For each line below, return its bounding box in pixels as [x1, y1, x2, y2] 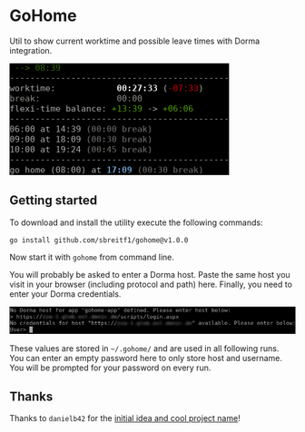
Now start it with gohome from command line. [9, 251, 175, 262]
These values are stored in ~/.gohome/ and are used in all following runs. [9, 343, 280, 354]
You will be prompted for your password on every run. [9, 362, 212, 373]
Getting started [9, 192, 98, 209]
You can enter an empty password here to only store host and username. [9, 353, 283, 364]
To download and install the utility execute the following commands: [9, 217, 263, 228]
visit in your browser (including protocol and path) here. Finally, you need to [9, 279, 293, 290]
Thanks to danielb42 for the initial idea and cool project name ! [9, 412, 241, 423]
